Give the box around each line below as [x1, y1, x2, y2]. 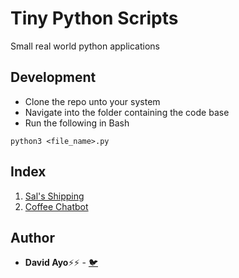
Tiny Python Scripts [10, 7, 179, 30]
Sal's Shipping [24, 190, 85, 202]
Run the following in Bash [24, 117, 130, 129]
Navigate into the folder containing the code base [24, 106, 230, 118]
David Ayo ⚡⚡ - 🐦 [24, 257, 98, 269]
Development [10, 69, 97, 86]
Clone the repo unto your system [24, 95, 161, 107]
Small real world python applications [10, 40, 160, 52]
